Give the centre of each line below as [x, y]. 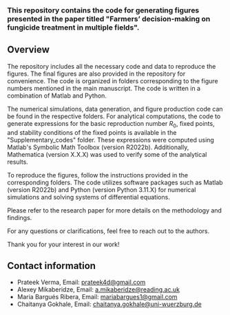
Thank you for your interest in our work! [63, 244]
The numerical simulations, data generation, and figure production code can [115, 109]
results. [18, 162]
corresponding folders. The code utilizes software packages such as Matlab [115, 182]
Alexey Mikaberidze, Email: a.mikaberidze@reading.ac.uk [98, 290]
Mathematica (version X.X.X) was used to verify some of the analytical [107, 154]
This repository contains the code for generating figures [103, 10]
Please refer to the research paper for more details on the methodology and [115, 210]
